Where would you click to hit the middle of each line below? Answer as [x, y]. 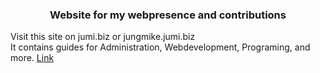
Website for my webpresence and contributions [168, 15]
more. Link [32, 58]
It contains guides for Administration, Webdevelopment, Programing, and [160, 47]
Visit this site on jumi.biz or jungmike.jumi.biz [103, 37]
